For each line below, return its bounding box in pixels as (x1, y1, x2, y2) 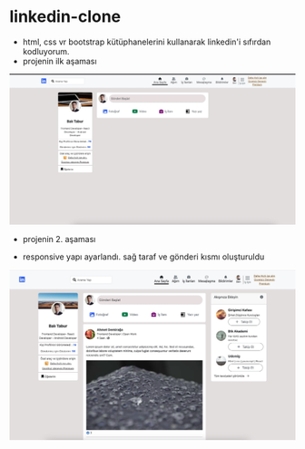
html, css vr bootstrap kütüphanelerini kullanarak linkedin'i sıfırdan (22, 36, 271, 47)
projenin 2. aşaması (22, 234, 96, 245)
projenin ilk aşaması (22, 55, 97, 66)
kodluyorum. (22, 45, 70, 56)
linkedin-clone (9, 6, 122, 27)
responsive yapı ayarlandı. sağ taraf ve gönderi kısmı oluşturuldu (22, 251, 265, 262)
